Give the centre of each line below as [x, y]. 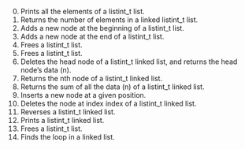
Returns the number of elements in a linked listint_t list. [109, 20]
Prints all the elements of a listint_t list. [82, 11]
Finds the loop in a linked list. [67, 137]
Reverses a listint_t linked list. [68, 112]
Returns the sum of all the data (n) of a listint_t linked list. [112, 87]
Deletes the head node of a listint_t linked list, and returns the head [129, 61]
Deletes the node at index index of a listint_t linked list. [108, 103]
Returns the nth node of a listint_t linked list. [91, 78]
